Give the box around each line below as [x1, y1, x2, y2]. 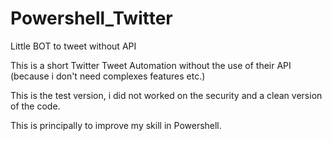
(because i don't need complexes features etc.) [10, 70, 206, 82]
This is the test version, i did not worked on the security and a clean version [10, 89, 323, 101]
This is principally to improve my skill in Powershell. [10, 119, 222, 131]
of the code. [10, 100, 61, 112]
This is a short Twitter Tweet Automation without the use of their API [10, 59, 292, 71]
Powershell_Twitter [10, 7, 173, 30]
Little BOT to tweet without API [10, 40, 137, 52]
